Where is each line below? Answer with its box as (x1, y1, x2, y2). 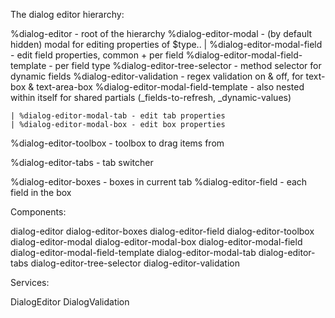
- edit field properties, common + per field (10, 49, 184, 61)
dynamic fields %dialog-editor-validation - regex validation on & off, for (10, 70, 304, 82)
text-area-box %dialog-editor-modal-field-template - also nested (36, 81, 305, 93)
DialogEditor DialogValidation (10, 296, 130, 308)
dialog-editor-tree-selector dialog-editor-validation (30, 257, 240, 269)
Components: (10, 206, 67, 218)
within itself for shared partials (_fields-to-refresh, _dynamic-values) (10, 92, 292, 103)
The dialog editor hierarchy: (10, 9, 125, 20)
